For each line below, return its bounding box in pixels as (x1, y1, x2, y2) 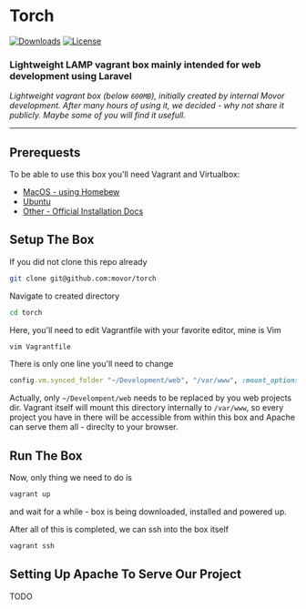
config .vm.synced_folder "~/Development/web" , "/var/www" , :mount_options (9, 376, 300, 385)
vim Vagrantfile (9, 342, 71, 351)
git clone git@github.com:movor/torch (9, 274, 157, 283)
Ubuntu (22, 197, 52, 208)
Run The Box (9, 448, 84, 463)
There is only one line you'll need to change (9, 359, 174, 370)
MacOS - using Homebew (22, 187, 120, 198)
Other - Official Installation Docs (22, 206, 144, 217)
